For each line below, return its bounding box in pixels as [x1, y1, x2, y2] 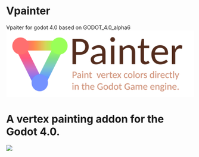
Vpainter [6, 4, 51, 18]
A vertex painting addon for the [6, 112, 164, 126]
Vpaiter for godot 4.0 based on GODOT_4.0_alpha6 [6, 24, 131, 31]
